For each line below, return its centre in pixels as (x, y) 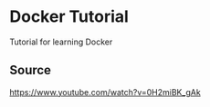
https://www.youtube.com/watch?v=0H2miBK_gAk (105, 92)
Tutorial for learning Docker (61, 42)
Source (31, 70)
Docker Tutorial (69, 17)
